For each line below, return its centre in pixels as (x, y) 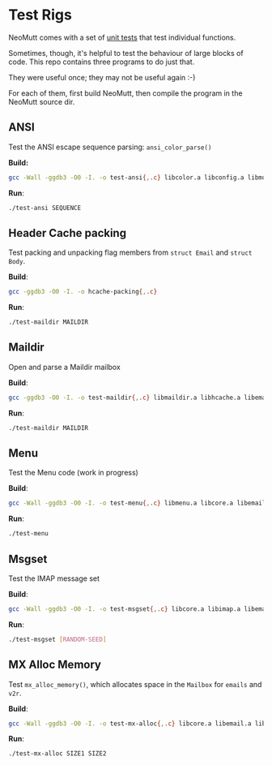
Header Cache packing (68, 233)
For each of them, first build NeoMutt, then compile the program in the (125, 93)
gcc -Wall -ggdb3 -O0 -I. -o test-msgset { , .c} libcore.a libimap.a (125, 609)
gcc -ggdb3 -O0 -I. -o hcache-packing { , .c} (83, 292)
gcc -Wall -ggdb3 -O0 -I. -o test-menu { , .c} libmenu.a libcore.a (121, 503)
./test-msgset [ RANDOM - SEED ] (57, 639)
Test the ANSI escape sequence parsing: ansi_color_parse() (110, 147)
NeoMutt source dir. (42, 101)
